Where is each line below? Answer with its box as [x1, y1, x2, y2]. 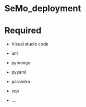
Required [4, 25, 42, 36]
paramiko [11, 78, 30, 85]
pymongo [11, 60, 31, 66]
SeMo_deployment [4, 3, 81, 14]
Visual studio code [11, 41, 49, 47]
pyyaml [11, 69, 26, 75]
